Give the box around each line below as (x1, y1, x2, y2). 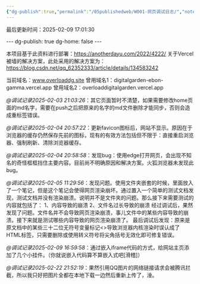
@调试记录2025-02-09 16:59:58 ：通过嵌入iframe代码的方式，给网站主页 (6, 244, 185, 251)
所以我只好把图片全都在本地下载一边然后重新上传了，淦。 (16, 271, 158, 279)
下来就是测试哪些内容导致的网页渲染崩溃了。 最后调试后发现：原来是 (21, 216, 190, 223)
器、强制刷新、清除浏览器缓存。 (6, 139, 85, 146)
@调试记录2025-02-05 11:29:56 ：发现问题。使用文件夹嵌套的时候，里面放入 (6, 179, 193, 186)
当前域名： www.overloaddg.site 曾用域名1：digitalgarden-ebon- (6, 76, 164, 83)
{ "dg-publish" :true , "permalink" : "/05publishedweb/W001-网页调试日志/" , (6, 8, 183, 15)
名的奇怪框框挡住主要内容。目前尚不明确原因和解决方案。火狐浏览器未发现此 (6, 159, 194, 166)
